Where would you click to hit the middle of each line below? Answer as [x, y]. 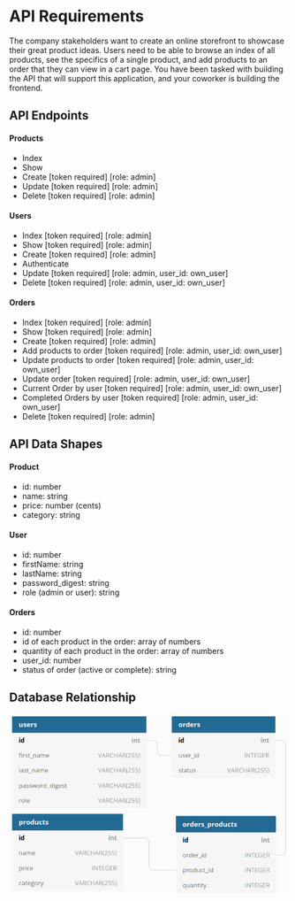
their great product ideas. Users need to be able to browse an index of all [142, 50]
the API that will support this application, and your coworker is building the [144, 78]
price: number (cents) [61, 505]
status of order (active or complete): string [99, 669]
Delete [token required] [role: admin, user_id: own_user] [123, 282]
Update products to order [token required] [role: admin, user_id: [138, 359]
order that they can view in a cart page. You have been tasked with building [147, 69]
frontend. [26, 88]
